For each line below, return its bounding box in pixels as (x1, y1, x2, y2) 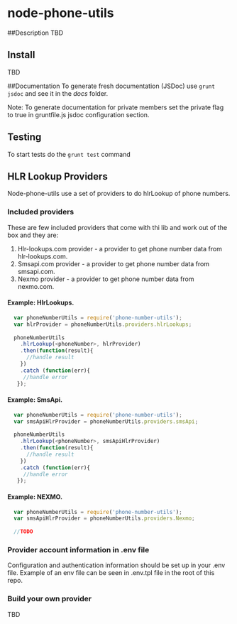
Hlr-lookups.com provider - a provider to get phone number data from (17, 244, 222, 253)
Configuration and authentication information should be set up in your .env (7, 561, 226, 569)
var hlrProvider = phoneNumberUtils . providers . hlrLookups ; (13, 321, 192, 328)
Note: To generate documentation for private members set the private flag (7, 103, 224, 111)
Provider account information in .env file (7, 544, 150, 554)
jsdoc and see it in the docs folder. (7, 89, 109, 97)
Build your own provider (7, 594, 92, 604)
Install (7, 49, 35, 61)
